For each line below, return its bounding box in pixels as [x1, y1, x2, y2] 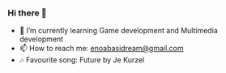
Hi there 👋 [7, 7, 48, 19]
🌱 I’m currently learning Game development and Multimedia [19, 26, 218, 36]
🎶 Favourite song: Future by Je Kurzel [19, 55, 145, 65]
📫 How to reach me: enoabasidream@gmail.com [19, 44, 184, 54]
